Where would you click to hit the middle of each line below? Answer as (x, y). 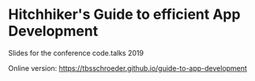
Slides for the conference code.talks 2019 (76, 53)
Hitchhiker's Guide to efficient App (124, 15)
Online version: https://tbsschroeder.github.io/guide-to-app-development (127, 68)
